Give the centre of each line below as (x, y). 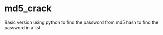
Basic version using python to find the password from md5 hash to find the (81, 22)
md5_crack (28, 9)
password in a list (23, 27)
